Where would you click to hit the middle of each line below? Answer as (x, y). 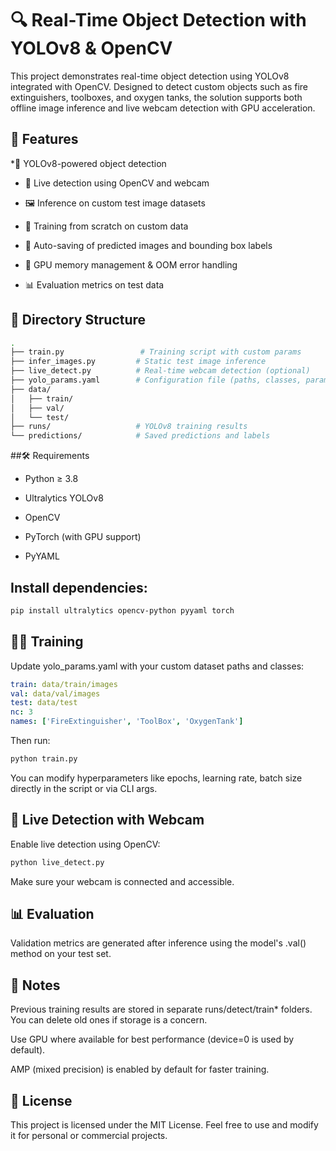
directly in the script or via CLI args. (84, 788)
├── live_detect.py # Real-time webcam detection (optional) (160, 371)
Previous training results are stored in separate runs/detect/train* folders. (161, 1009)
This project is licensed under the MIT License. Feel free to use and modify (164, 1125)
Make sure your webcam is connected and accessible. (122, 881)
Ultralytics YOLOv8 (64, 498)
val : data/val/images (55, 693)
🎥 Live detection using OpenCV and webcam (117, 183)
